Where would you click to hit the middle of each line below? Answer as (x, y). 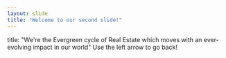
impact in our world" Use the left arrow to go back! (105, 47)
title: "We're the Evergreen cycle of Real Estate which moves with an (105, 39)
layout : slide (28, 13)
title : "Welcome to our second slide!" (65, 20)
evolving (19, 47)
